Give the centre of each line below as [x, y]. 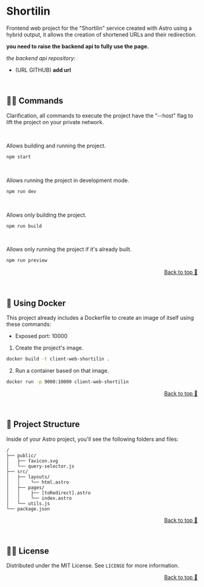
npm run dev [21, 191]
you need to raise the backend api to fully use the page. [78, 46]
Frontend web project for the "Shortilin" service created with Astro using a [99, 28]
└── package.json [28, 509]
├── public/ [21, 455]
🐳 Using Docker [36, 303]
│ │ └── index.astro [39, 498]
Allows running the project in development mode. [68, 180]
